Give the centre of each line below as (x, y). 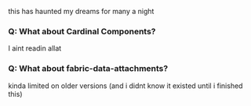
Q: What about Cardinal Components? (82, 31)
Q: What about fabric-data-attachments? (88, 69)
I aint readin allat (35, 48)
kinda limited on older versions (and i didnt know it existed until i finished (125, 86)
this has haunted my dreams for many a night (81, 11)
